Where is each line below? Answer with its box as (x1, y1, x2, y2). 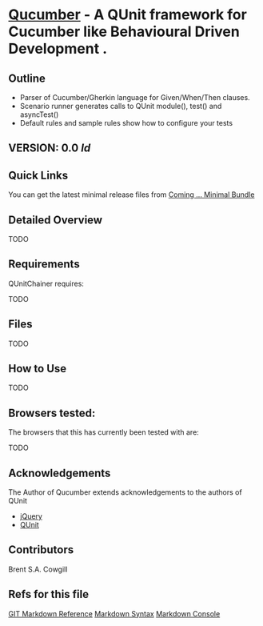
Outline (8, 71, 46, 85)
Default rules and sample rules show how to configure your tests (19, 118, 233, 127)
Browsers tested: (8, 406, 96, 419)
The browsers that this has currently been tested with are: (8, 427, 200, 437)
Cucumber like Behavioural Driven (8, 22, 240, 41)
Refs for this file (8, 588, 90, 601)
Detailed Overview (8, 213, 102, 227)
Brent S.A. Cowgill (8, 564, 68, 574)
